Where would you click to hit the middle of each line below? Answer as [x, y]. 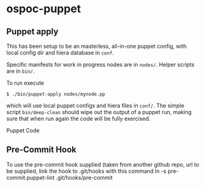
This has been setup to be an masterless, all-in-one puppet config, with [97, 46]
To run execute [25, 83]
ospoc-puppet [44, 9]
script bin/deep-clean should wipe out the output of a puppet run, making [99, 112]
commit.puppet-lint [31, 177]
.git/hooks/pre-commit [84, 177]
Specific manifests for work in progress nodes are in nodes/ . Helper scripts [100, 64]
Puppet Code [23, 130]
